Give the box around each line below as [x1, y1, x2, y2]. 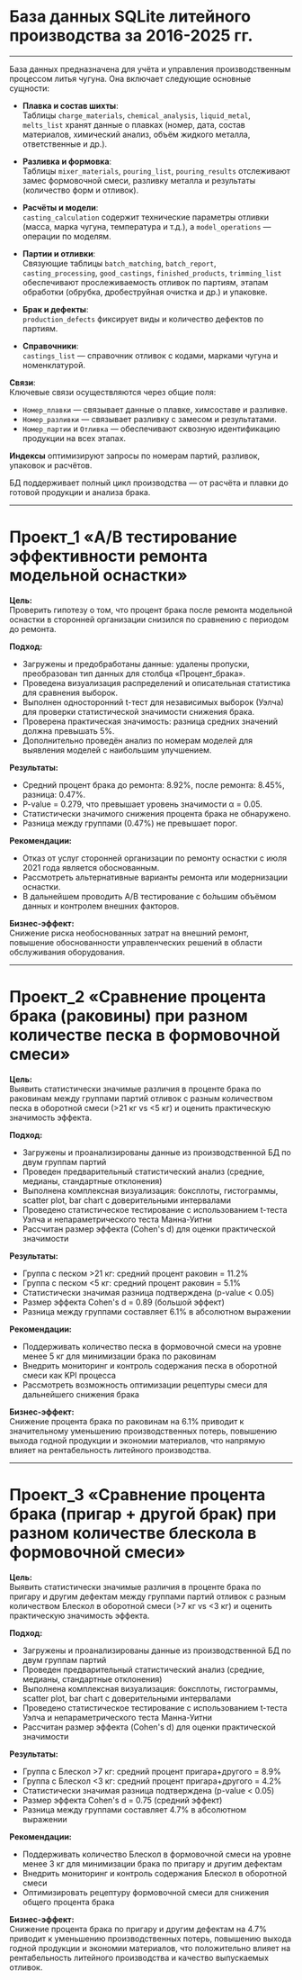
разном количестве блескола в [9, 1523, 257, 1543]
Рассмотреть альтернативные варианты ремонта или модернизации [22, 872, 289, 882]
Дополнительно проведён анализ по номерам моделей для [22, 735, 253, 746]
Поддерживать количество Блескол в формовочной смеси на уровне [22, 1849, 292, 1859]
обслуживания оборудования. [9, 946, 126, 957]
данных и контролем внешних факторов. [22, 900, 180, 911]
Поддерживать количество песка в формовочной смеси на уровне [22, 1341, 281, 1352]
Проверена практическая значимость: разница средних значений [22, 716, 279, 727]
